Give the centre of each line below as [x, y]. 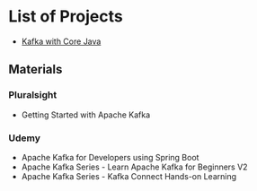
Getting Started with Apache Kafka [86, 115]
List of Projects [66, 17]
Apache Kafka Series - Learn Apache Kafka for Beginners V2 [134, 167]
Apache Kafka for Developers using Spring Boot [110, 157]
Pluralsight [33, 95]
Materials [35, 69]
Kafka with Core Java [61, 41]
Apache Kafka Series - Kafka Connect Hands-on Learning [129, 176]
